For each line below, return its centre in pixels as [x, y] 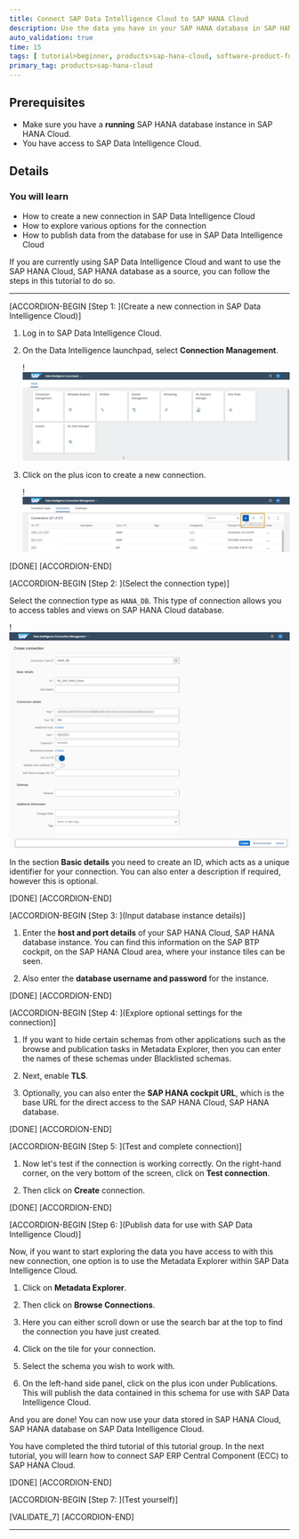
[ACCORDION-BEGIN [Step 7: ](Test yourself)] [94, 1500]
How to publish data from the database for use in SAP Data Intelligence [152, 235]
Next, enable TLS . [55, 1076]
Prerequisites [47, 103]
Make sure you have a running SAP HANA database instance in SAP [147, 124]
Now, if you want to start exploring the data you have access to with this [141, 1251]
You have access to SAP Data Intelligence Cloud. [112, 143]
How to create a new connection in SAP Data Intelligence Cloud [138, 216]
